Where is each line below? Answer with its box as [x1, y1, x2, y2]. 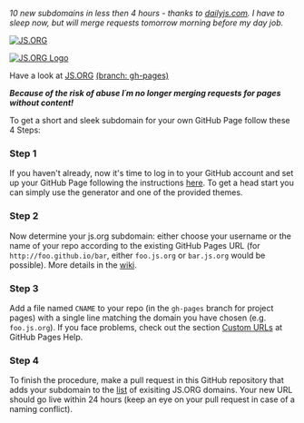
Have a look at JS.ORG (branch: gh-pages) [9, 70, 170, 81]
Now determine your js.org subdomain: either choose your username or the [9, 231, 292, 241]
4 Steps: [9, 124, 41, 135]
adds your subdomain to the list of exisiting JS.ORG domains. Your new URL [9, 385, 293, 396]
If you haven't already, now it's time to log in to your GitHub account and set [9, 168, 294, 179]
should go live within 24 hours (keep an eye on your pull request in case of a [9, 394, 295, 405]
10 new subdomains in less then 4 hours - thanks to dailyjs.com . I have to [9, 8, 285, 18]
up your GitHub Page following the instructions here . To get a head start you [9, 177, 295, 189]
